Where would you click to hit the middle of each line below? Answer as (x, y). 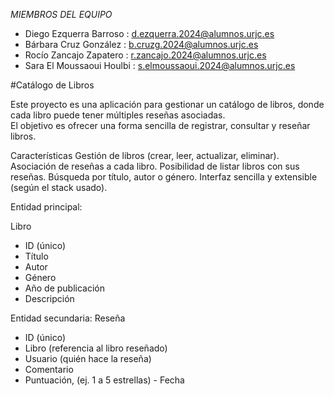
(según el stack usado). (59, 187)
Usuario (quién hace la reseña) (88, 358)
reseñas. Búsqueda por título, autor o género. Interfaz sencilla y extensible (164, 177)
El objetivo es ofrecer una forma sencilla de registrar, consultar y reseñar (160, 125)
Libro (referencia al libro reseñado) (96, 348)
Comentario (49, 369)
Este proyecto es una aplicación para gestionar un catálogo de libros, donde (167, 104)
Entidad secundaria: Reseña (68, 318)
